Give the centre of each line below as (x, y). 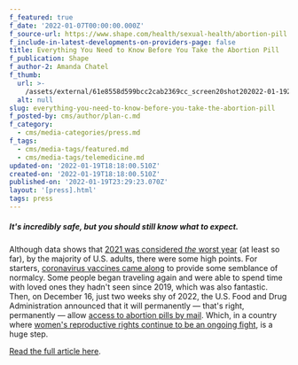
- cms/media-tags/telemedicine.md (81, 157)
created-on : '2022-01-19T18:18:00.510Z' (85, 174)
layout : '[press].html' (53, 190)
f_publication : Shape (49, 58)
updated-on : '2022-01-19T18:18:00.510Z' (85, 166)
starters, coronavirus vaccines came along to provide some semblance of (144, 268)
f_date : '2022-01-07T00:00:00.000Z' (77, 26)
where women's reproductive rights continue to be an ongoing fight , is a (141, 324)
